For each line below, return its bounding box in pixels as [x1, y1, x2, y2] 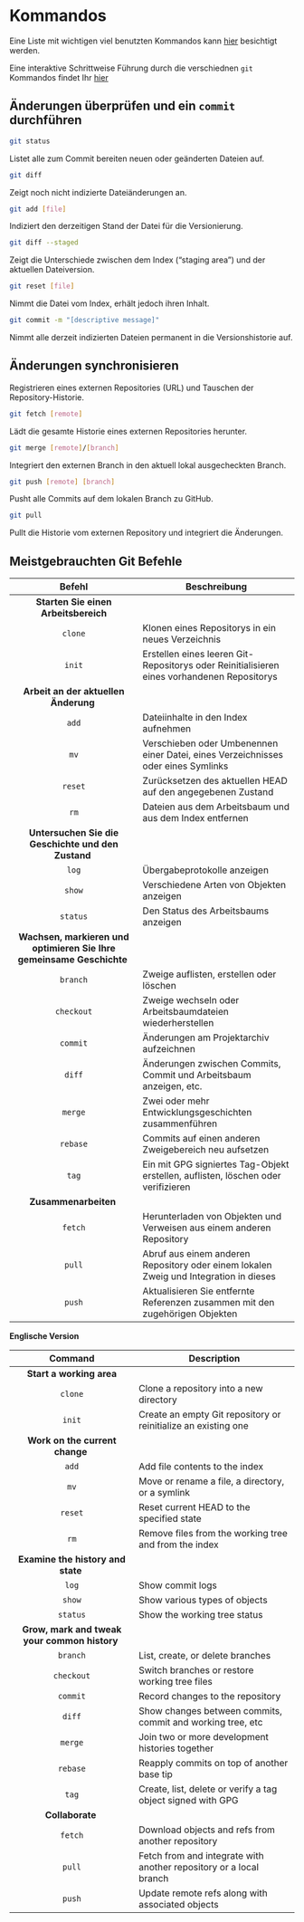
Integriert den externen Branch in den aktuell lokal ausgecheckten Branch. [9, 459, 287, 471]
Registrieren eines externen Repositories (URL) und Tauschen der [9, 382, 254, 393]
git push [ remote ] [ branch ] [9, 477, 116, 486]
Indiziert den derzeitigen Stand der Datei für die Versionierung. [9, 221, 243, 232]
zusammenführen [142, 1117, 218, 1130]
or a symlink [138, 1487, 191, 1499]
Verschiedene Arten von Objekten [142, 879, 287, 892]
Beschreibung [185, 580, 247, 593]
